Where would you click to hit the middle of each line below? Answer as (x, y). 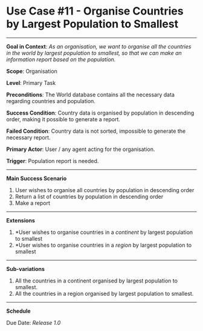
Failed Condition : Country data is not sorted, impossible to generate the (96, 131)
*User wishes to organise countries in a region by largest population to (103, 245)
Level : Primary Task (31, 82)
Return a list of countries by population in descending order (89, 196)
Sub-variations (26, 269)
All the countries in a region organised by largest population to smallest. (104, 293)
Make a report (32, 203)
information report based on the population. (61, 59)
